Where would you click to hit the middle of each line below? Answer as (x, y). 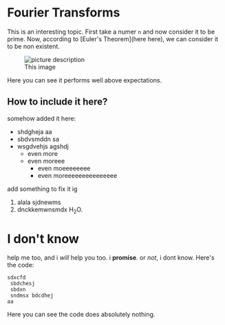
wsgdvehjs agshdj (43, 146)
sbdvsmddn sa (38, 139)
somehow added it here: (42, 118)
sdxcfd (17, 278)
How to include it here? (57, 102)
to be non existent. (34, 46)
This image (40, 67)
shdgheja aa (34, 131)
